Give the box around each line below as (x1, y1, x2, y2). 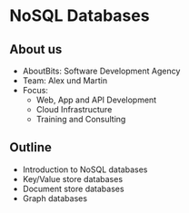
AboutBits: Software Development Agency (22, 65, 181, 76)
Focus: (22, 85, 48, 95)
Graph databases (22, 192, 88, 204)
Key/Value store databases (22, 173, 124, 184)
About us (9, 42, 63, 57)
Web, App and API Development (35, 94, 157, 105)
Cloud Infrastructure (35, 104, 113, 114)
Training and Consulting (35, 114, 126, 124)
